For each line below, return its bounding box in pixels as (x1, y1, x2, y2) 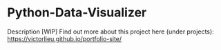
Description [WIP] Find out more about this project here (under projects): (7, 27, 214, 36)
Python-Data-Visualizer (7, 5, 147, 21)
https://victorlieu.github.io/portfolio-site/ (7, 34, 122, 42)
